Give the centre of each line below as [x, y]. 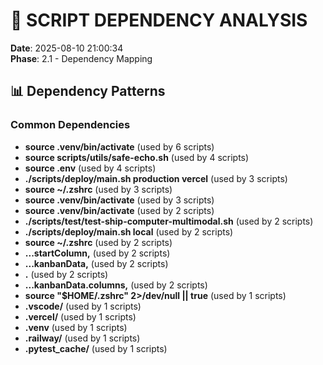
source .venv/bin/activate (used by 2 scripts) [119, 210]
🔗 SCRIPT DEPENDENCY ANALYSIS [159, 20]
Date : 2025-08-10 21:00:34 [67, 48]
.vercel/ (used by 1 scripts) [80, 316]
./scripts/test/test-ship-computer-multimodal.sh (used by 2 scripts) [169, 221]
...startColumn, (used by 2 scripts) [97, 253]
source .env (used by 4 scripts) [90, 168]
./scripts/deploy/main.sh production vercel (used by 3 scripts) [156, 178]
